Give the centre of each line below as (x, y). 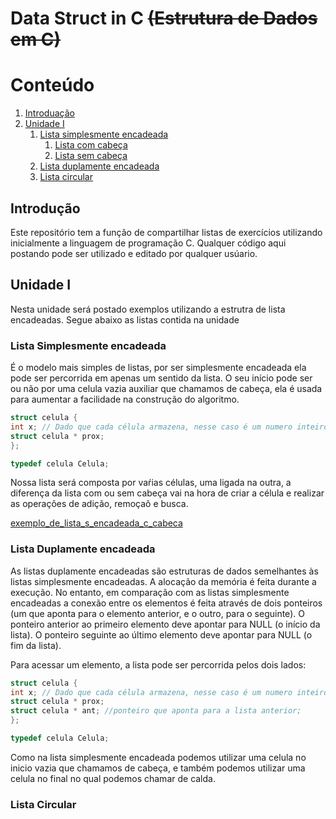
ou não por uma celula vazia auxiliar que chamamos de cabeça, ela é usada (166, 389)
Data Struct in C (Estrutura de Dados (164, 18)
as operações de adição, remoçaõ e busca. (99, 504)
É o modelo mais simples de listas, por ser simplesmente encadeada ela (158, 368)
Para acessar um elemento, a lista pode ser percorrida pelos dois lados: (158, 664)
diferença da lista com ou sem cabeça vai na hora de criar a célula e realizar (167, 493)
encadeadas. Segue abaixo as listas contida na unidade (125, 319)
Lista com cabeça (91, 145)
